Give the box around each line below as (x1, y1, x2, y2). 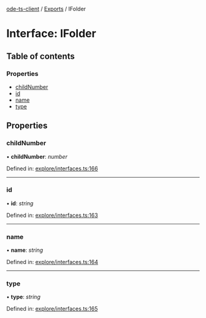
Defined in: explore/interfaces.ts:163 (6, 211, 98, 219)
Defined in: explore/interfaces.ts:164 (6, 259, 98, 266)
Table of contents (6, 51, 75, 61)
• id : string (6, 199, 34, 207)
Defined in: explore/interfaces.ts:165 (6, 305, 98, 312)
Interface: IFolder (6, 27, 96, 40)
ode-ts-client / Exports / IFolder (6, 6, 86, 12)
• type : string (6, 293, 41, 301)
